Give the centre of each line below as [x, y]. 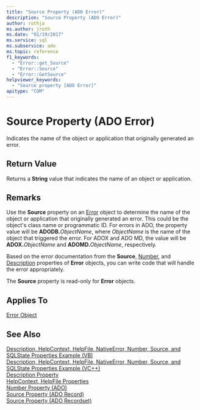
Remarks [24, 198]
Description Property [33, 375]
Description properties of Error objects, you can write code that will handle [100, 263]
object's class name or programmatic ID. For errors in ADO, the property [97, 225]
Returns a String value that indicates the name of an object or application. [99, 178]
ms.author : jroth [28, 29]
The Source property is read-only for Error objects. [71, 281]
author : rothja [26, 23]
